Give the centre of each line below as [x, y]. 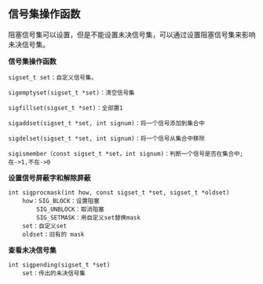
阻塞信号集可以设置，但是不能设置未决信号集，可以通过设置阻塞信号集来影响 [132, 35]
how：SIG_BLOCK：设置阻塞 [61, 201]
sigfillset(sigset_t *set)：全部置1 [66, 108]
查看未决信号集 [32, 249]
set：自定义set [45, 226]
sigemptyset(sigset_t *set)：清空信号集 [71, 93]
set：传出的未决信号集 [54, 273]
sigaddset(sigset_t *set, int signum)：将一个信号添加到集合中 [107, 123]
